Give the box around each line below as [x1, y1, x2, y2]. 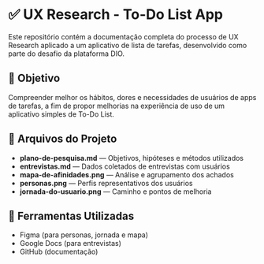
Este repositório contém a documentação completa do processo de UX [8, 32, 239, 41]
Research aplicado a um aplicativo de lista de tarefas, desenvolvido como [8, 40, 247, 50]
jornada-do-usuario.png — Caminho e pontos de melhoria [19, 187, 212, 196]
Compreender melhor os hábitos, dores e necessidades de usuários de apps [8, 92, 257, 102]
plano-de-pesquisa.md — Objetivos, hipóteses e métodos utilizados [19, 153, 244, 162]
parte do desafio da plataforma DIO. [8, 49, 125, 58]
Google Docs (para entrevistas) [19, 239, 122, 248]
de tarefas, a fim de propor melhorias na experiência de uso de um [8, 101, 225, 110]
